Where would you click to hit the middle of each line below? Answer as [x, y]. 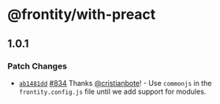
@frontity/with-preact [82, 15]
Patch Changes [37, 66]
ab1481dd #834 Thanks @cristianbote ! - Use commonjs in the [115, 83]
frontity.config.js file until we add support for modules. [112, 91]
